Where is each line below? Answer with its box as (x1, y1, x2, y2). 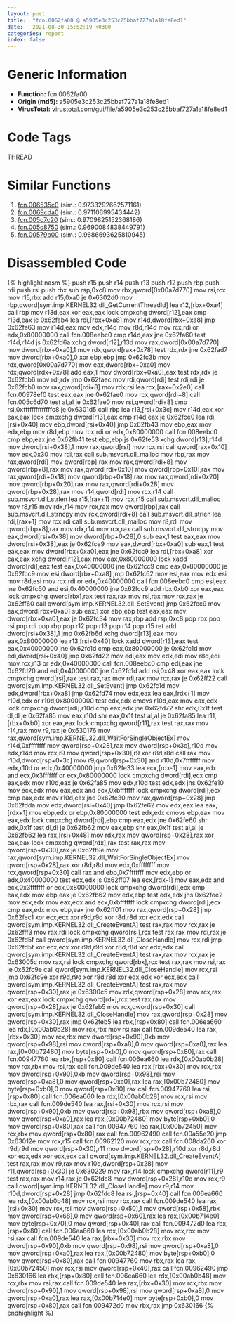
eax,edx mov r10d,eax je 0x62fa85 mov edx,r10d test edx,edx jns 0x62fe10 (7, 778, 224, 787)
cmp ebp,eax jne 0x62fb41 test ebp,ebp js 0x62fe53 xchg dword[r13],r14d (7, 435, 222, 443)
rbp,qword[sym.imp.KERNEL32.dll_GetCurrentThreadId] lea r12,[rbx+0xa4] (7, 300, 223, 309)
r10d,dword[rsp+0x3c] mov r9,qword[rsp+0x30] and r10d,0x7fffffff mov (7, 756, 215, 765)
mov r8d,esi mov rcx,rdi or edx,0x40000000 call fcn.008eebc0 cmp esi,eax (7, 577, 227, 585)
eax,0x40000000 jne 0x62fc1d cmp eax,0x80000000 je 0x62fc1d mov (7, 644, 212, 652)
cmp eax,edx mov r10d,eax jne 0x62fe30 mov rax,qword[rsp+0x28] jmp (7, 793, 216, 802)
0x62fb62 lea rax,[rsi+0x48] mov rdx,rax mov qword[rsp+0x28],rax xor (7, 831, 214, 839)
